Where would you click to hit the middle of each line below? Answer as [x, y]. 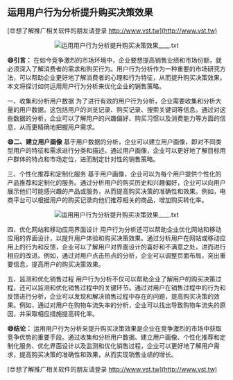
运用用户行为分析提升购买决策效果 [80, 13]
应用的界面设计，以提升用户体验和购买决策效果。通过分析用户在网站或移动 [113, 238]
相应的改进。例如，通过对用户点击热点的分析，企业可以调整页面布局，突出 [113, 255]
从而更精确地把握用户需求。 [59, 126]
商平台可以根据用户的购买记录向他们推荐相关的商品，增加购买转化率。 [107, 199]
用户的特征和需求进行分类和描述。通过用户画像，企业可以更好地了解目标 [116, 150]
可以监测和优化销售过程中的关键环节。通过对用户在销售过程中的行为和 [126, 288]
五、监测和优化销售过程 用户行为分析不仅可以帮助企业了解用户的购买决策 [111, 279]
